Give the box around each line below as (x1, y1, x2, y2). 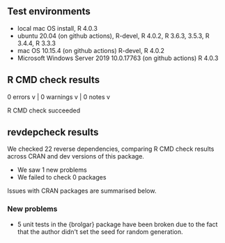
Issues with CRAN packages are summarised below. (7, 186, 157, 195)
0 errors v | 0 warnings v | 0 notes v (7, 92, 110, 101)
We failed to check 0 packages (17, 173, 107, 182)
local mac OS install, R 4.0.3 (17, 24, 98, 32)
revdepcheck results (7, 126, 99, 138)
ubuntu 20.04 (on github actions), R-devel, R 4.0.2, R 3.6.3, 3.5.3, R (17, 31, 210, 40)
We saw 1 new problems (17, 165, 87, 174)
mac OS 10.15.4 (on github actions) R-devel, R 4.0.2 (17, 46, 165, 54)
